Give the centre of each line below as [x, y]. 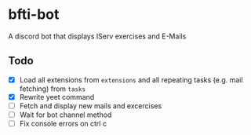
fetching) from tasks [53, 89]
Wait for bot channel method [65, 115]
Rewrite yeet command [57, 97]
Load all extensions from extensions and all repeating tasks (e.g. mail [131, 79]
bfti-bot [34, 15]
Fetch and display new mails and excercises [91, 106]
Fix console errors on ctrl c [63, 124]
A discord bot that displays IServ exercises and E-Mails [97, 36]
